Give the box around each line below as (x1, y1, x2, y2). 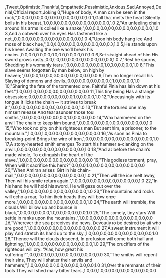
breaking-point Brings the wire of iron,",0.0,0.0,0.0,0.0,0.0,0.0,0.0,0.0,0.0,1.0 (5, 136, 159, 142)
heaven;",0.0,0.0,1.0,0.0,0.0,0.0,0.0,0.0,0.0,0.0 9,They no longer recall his (5, 73, 153, 78)
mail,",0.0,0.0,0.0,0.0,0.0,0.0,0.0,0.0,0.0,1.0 (5, 173, 91, 178)
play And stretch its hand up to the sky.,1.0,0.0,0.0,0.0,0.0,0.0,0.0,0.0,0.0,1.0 (5, 230, 158, 236)
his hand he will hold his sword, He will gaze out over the (5, 183, 121, 189)
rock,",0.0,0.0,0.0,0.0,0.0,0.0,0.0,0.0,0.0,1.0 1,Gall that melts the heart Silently (5, 15, 160, 20)
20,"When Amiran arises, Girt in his (5, 167, 77, 173)
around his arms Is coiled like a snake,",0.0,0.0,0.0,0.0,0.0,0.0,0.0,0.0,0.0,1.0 (5, 25, 159, 31)
